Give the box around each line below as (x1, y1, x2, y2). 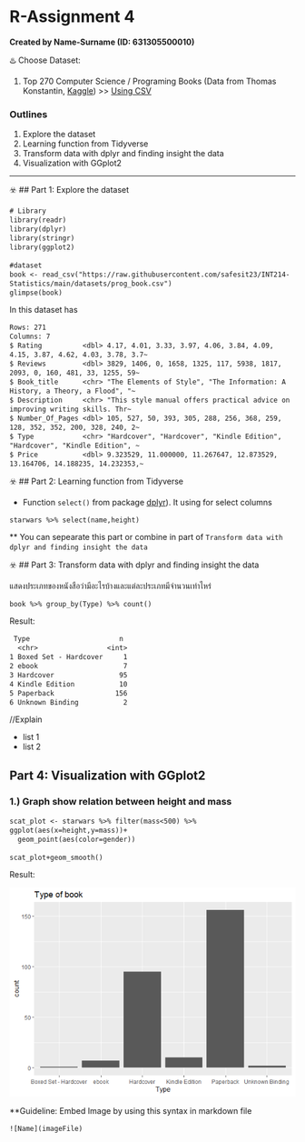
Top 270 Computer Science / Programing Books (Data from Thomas (22, 75, 277, 86)
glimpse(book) (9, 288, 64, 297)
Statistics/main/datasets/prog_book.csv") (9, 279, 172, 288)
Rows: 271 (9, 323, 47, 333)
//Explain (9, 714, 43, 725)
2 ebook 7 (9, 662, 128, 671)
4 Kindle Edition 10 (9, 680, 128, 689)
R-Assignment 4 (9, 6, 135, 27)
